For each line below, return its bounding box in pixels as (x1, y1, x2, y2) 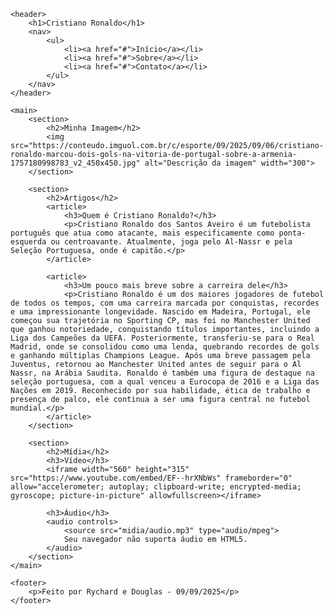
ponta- (278, 228, 307, 238)
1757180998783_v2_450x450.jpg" (10, 158, 141, 168)
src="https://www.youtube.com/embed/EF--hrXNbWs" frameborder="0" (10, 473, 293, 483)
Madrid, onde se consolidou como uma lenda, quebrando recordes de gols (10, 342, 320, 352)
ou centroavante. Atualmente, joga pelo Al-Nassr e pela (50, 237, 293, 247)
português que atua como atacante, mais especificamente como (10, 228, 275, 238)
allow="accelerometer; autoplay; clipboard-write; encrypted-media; (10, 482, 302, 492)
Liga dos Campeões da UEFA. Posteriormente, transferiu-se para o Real (10, 333, 315, 343)
